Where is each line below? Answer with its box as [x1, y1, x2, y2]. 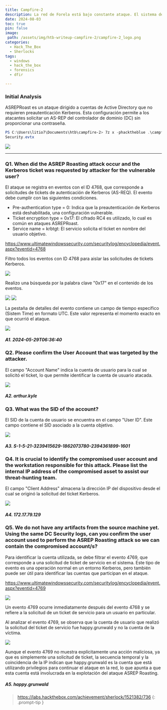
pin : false [5, 26, 28, 31]
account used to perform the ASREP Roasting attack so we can [5, 537, 160, 544]
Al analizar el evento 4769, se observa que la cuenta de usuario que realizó [5, 619, 160, 625]
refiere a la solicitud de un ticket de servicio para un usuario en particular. [5, 609, 156, 615]
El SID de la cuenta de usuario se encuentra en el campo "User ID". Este [5, 417, 153, 423]
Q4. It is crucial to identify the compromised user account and [5, 455, 158, 462]
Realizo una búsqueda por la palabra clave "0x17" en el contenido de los [5, 280, 153, 286]
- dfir [9, 72, 23, 77]
